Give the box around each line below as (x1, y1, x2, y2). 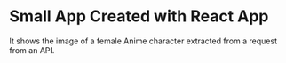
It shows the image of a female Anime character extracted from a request (9, 35, 278, 46)
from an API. (9, 44, 55, 55)
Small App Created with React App (9, 6, 269, 27)
